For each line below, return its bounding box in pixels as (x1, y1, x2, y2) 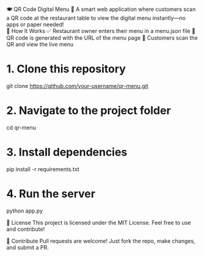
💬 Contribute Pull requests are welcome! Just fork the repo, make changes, (6, 237, 195, 244)
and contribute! (6, 225, 45, 233)
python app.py (6, 207, 43, 214)
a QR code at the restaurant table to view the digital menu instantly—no (6, 15, 186, 21)
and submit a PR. (6, 244, 49, 251)
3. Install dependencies (6, 145, 128, 159)
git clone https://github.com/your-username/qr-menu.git (6, 82, 148, 89)
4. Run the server (6, 187, 96, 200)
